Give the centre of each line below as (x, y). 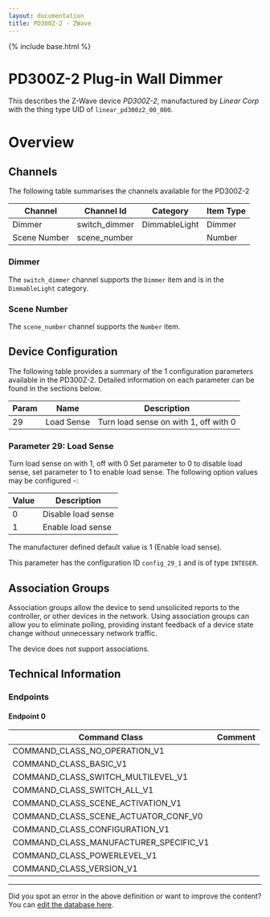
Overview (41, 142)
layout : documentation (46, 16)
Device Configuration (63, 352)
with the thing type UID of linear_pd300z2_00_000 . (91, 110)
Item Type (226, 211)
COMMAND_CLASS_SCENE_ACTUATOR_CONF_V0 (108, 816)
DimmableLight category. (49, 288)
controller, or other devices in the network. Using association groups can (129, 616)
